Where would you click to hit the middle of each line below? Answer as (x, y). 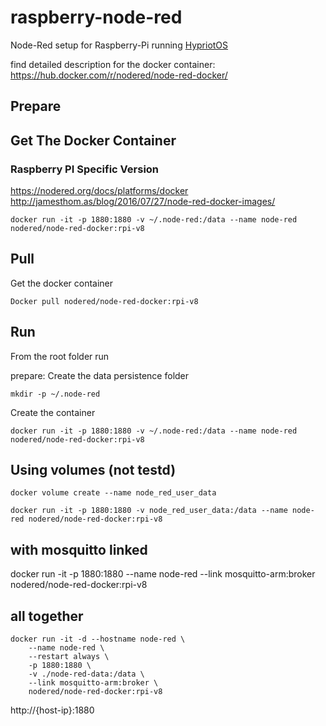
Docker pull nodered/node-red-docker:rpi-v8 (104, 301)
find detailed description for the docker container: (113, 64)
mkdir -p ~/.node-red (55, 394)
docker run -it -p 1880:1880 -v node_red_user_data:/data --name (149, 511)
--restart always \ (69, 657)
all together (47, 616)
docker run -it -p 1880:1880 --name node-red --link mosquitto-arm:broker (163, 574)
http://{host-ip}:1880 (52, 710)
